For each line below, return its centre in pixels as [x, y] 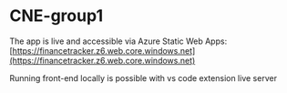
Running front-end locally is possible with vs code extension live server [143, 77]
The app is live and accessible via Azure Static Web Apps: [118, 41]
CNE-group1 [56, 16]
